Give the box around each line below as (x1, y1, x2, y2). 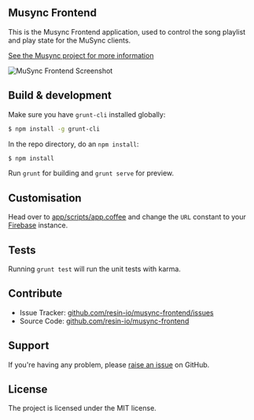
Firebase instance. (8, 220, 68, 230)
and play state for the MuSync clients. (8, 35, 131, 45)
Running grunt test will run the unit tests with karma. (8, 264, 181, 274)
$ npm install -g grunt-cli (8, 125, 101, 133)
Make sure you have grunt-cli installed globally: (8, 109, 166, 119)
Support (8, 339, 50, 352)
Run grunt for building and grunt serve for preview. (8, 168, 175, 178)
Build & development (8, 89, 112, 102)
